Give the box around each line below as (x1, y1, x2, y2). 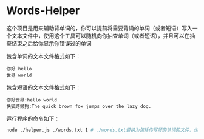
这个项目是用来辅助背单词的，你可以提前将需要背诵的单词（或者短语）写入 (6, 24, 192, 32)
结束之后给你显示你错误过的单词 (11, 39, 92, 47)
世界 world (6, 72, 32, 78)
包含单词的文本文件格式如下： (6, 52, 81, 59)
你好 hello (6, 66, 32, 72)
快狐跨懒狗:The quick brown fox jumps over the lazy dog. (6, 103, 152, 109)
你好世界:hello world (6, 97, 58, 103)
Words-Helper (6, 4, 80, 18)
